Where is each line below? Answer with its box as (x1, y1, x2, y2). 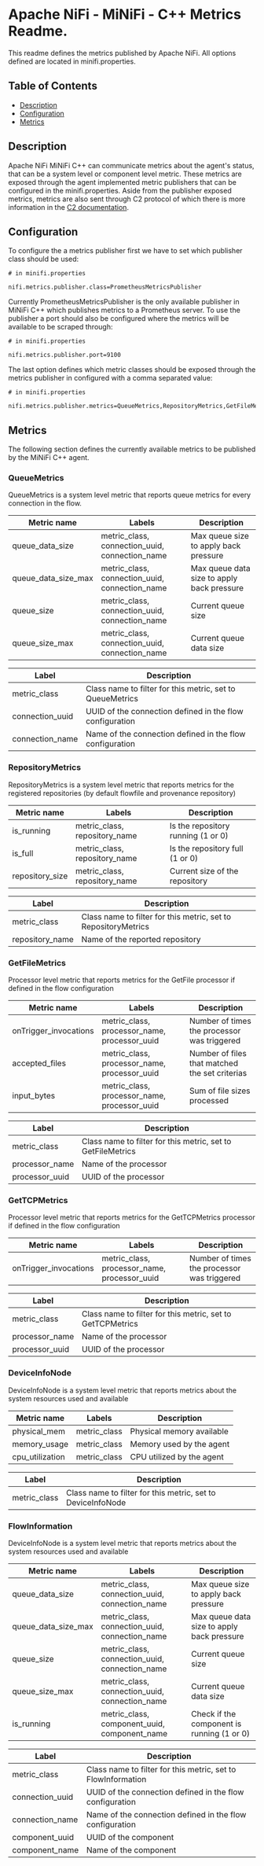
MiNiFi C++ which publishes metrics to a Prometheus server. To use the (8, 305, 241, 315)
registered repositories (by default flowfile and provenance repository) (8, 788, 236, 797)
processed (189, 1095, 229, 1106)
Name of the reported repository (81, 933, 201, 944)
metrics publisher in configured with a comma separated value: (8, 374, 213, 383)
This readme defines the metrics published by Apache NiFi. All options (8, 48, 236, 57)
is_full (12, 848, 34, 859)
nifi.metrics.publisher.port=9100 (8, 351, 122, 359)
